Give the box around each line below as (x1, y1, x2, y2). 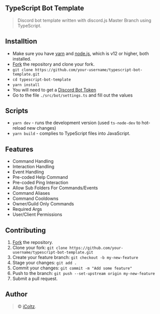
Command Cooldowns (12, 195, 58, 202)
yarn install (12, 82, 40, 87)
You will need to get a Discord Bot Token (12, 87, 96, 93)
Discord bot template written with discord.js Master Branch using (17, 17, 151, 23)
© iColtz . (17, 303, 36, 309)
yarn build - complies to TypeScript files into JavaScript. (12, 130, 130, 137)
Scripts (5, 107, 28, 115)
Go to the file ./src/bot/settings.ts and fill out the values (12, 92, 133, 98)
